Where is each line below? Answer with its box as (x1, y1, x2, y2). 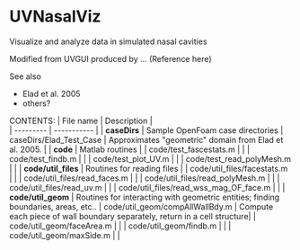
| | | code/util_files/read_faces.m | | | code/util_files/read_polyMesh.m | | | (9, 173, 280, 183)
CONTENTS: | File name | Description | (9, 115, 153, 126)
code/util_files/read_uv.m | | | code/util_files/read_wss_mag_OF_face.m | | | (9, 182, 286, 192)
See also (9, 70, 42, 82)
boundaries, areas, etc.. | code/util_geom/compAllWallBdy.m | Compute (9, 201, 274, 212)
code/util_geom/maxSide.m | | (9, 229, 121, 240)
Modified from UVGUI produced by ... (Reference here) (9, 53, 213, 64)
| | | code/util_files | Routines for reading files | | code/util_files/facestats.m (9, 163, 288, 174)
